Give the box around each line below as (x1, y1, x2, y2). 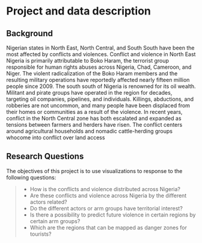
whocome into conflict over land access (6, 134, 105, 141)
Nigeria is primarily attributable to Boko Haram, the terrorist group (6, 57, 170, 64)
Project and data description (6, 4, 151, 18)
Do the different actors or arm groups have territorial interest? (29, 204, 183, 212)
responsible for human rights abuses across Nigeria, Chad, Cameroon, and (6, 63, 192, 71)
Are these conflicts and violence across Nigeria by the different (29, 192, 187, 199)
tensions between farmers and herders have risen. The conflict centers (6, 121, 183, 128)
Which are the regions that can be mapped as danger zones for (29, 224, 188, 231)
